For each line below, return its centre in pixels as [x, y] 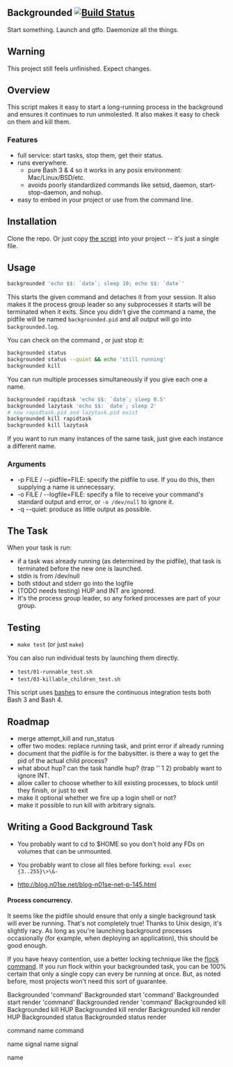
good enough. [27, 945]
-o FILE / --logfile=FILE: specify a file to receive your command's [110, 494]
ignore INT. [33, 775]
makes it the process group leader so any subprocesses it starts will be [109, 305]
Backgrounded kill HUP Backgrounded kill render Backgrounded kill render [114, 1009]
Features [23, 140]
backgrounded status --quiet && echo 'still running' [87, 360]
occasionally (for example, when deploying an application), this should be [113, 938]
